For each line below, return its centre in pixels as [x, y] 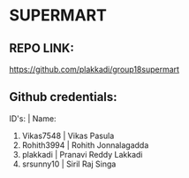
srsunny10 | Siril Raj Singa [69, 164]
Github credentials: [63, 97]
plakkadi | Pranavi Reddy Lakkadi [82, 154]
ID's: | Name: [33, 118]
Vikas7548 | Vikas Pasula [68, 135]
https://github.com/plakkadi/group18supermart [94, 69]
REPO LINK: [42, 48]
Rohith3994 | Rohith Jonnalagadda [85, 145]
